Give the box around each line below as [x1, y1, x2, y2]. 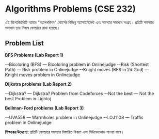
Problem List [5, 39, 44, 47]
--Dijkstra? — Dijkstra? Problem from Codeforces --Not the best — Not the [5, 91, 154, 96]
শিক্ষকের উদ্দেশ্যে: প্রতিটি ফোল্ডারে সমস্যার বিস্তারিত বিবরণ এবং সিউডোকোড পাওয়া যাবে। [5, 129, 125, 135]
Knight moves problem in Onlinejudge [5, 72, 80, 77]
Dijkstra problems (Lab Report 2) [5, 81, 72, 87]
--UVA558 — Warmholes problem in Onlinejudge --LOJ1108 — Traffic [5, 114, 144, 120]
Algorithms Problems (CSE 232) [5, 3, 136, 15]
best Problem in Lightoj [5, 95, 51, 101]
